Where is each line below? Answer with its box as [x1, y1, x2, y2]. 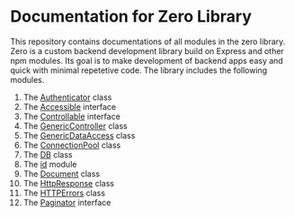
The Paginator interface [22, 196, 111, 208]
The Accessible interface [22, 101, 117, 112]
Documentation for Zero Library [10, 6, 253, 27]
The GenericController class [22, 120, 129, 131]
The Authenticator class [22, 92, 112, 103]
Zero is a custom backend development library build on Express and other [10, 45, 284, 56]
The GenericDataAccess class [22, 130, 136, 140]
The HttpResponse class [22, 177, 115, 188]
